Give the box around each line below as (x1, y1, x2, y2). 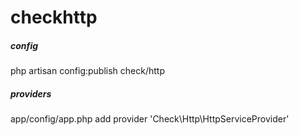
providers (10, 87, 52, 100)
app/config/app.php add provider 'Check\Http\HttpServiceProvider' (10, 113, 290, 125)
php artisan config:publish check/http (10, 65, 165, 77)
